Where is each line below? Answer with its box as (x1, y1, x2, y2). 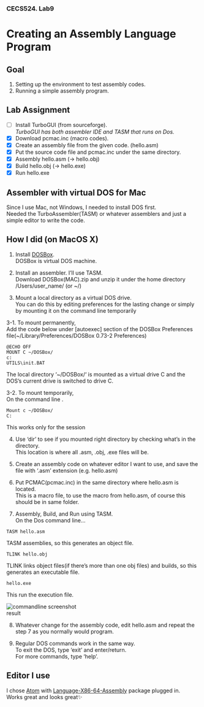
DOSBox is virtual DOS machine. (15, 257, 97, 264)
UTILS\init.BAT (6, 360, 45, 366)
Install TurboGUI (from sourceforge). (15, 121, 107, 128)
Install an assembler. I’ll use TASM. (15, 269, 103, 277)
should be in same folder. (15, 498, 80, 505)
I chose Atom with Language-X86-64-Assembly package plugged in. (6, 687, 181, 694)
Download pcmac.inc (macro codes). (15, 134, 109, 142)
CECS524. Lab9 (6, 4, 55, 13)
